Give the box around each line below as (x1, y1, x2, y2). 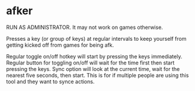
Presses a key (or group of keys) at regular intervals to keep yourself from (6, 35, 187, 42)
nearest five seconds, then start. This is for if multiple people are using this (6, 71, 189, 79)
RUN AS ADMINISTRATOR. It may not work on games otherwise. (6, 24, 163, 31)
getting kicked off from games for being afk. (6, 41, 114, 48)
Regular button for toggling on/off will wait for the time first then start (6, 59, 175, 66)
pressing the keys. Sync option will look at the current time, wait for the (6, 65, 180, 72)
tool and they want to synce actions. (6, 78, 95, 85)
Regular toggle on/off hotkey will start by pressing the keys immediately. (6, 53, 183, 60)
